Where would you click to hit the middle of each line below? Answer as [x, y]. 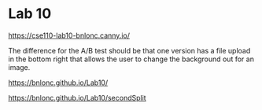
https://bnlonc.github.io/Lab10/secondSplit [77, 97]
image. [19, 67]
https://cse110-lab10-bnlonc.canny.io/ [69, 35]
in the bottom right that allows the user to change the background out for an [131, 59]
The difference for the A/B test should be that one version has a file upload [129, 50]
